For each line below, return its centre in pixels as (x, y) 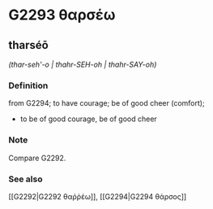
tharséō (28, 45)
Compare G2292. (37, 158)
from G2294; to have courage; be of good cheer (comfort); (106, 103)
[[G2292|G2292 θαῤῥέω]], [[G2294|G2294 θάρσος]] (98, 196)
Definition (28, 85)
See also (26, 179)
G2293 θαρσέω (62, 15)
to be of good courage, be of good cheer (89, 119)
